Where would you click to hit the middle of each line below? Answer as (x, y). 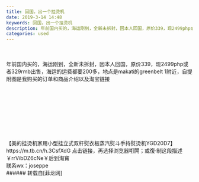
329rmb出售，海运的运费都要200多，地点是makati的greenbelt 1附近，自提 (102, 71)
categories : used (28, 34)
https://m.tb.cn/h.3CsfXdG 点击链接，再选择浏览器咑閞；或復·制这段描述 (94, 151)
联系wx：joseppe (27, 166)
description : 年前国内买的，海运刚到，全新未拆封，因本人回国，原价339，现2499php (98, 28)
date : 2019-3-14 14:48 (34, 17)
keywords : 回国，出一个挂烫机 (39, 23)
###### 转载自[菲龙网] (34, 173)
